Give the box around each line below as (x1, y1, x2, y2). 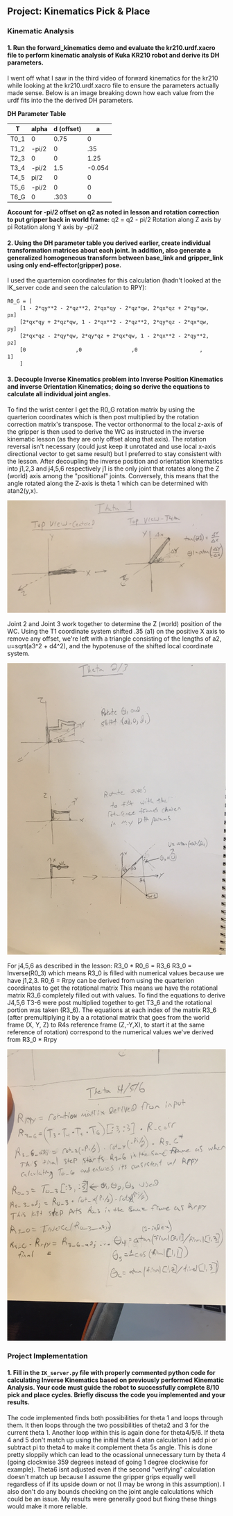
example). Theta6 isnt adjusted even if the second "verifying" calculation (7, 1465, 216, 1474)
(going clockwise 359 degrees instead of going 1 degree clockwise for (7, 1458, 208, 1466)
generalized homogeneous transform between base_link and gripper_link (7, 253, 223, 262)
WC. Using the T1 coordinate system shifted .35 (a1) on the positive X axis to (7, 627, 225, 635)
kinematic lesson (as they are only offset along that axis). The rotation (7, 435, 207, 443)
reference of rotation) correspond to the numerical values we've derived (7, 1027, 214, 1036)
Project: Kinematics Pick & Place (7, 6, 150, 17)
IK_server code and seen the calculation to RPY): (7, 284, 147, 292)
